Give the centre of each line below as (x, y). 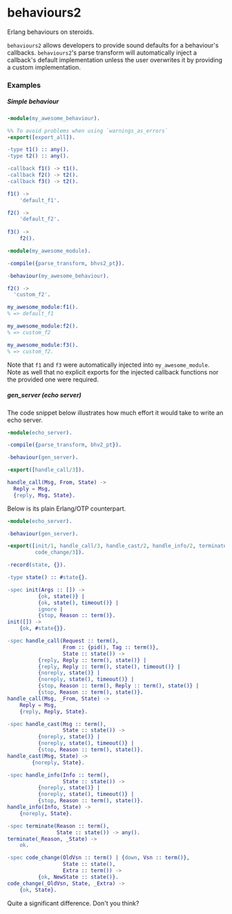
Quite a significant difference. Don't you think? (73, 903)
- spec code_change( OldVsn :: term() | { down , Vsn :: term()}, (98, 858)
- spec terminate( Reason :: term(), (58, 826)
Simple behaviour (33, 102)
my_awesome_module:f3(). (43, 345)
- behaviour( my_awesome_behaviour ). (58, 276)
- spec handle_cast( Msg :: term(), (57, 724)
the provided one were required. (53, 379)
